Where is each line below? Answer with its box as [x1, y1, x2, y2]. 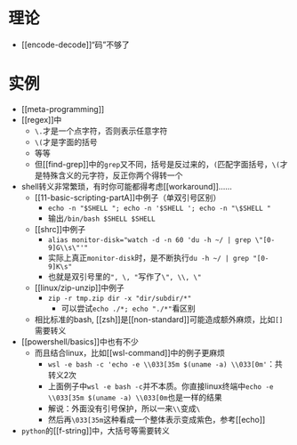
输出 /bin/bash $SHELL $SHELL [47, 213, 157, 223]
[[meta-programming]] [20, 103, 105, 114]
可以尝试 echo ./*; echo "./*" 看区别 [60, 303, 197, 313]
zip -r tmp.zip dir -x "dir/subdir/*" [47, 294, 192, 303]
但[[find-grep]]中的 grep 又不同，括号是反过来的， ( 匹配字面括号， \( [34, 158, 281, 169]
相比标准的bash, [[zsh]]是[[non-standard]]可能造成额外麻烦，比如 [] [34, 313, 284, 325]
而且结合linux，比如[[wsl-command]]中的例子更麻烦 [34, 347, 226, 358]
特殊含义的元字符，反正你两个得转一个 [42, 170, 183, 181]
